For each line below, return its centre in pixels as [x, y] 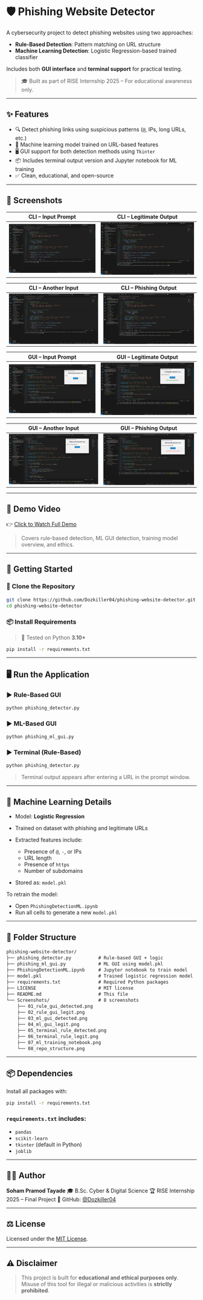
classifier [26, 57]
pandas [23, 1132]
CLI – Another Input [53, 288]
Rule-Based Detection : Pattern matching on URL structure [88, 44]
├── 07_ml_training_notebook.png [59, 1042]
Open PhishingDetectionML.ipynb [56, 906]
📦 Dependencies [40, 1073]
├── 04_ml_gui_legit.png [48, 1024]
